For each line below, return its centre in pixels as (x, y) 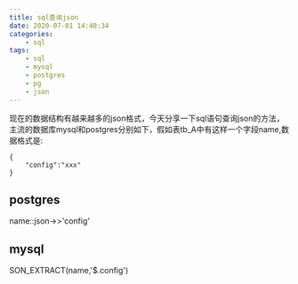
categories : (31, 34)
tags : (19, 51)
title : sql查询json (44, 17)
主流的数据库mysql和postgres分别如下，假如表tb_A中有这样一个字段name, (145, 129)
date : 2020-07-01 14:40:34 (59, 26)
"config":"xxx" (53, 165)
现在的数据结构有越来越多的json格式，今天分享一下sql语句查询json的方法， (147, 118)
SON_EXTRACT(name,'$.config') (69, 271)
